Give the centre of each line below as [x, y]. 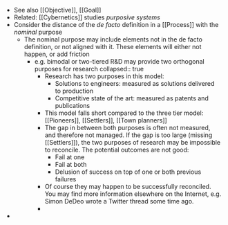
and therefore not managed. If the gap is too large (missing [129, 135]
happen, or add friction [57, 54]
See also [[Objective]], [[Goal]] [57, 10]
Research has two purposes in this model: [104, 76]
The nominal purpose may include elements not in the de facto [113, 39]
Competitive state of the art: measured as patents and [132, 98]
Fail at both [71, 164]
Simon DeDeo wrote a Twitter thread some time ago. [119, 201]
